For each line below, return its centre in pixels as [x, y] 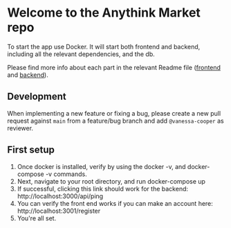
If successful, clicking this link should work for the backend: [103, 188]
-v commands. [66, 174]
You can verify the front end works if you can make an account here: [115, 203]
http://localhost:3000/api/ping [60, 196]
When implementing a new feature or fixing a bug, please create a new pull [114, 113]
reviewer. [20, 128]
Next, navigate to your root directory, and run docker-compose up [111, 181]
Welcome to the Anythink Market [104, 13]
